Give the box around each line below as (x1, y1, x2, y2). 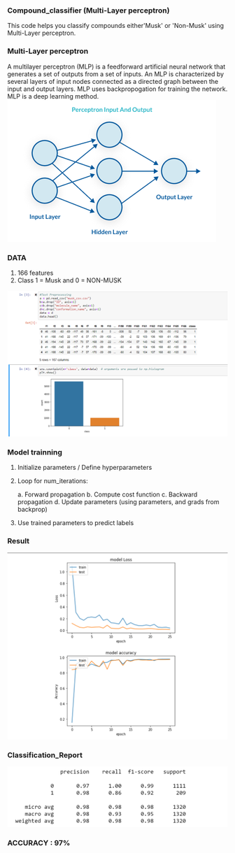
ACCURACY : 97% (7, 838, 71, 848)
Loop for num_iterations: (17, 477, 89, 485)
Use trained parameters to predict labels (17, 519, 134, 527)
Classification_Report (7, 750, 83, 760)
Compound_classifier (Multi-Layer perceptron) (7, 6, 170, 15)
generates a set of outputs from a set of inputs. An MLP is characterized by (7, 69, 225, 78)
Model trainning (7, 447, 63, 457)
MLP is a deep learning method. (7, 92, 99, 100)
